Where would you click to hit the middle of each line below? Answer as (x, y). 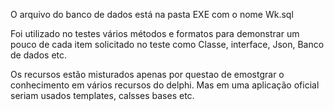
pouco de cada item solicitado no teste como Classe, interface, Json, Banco (167, 44)
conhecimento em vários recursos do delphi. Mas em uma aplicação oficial (165, 85)
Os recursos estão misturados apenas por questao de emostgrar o (147, 74)
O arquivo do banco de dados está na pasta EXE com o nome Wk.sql (152, 14)
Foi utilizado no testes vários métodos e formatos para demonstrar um (155, 33)
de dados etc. (39, 55)
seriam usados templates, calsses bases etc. (102, 95)
